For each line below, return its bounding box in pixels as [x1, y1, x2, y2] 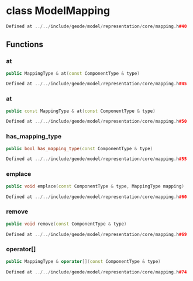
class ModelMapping [6, 4, 110, 18]
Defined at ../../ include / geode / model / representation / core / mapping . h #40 [6, 23, 187, 29]
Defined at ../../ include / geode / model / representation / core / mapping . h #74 [6, 269, 187, 275]
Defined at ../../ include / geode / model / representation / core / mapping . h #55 [6, 156, 187, 162]
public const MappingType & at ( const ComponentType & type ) [6, 108, 156, 114]
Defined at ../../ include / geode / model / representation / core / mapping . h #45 [6, 81, 187, 87]
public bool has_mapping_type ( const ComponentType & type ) [6, 145, 153, 151]
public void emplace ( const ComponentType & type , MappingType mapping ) [6, 183, 184, 189]
